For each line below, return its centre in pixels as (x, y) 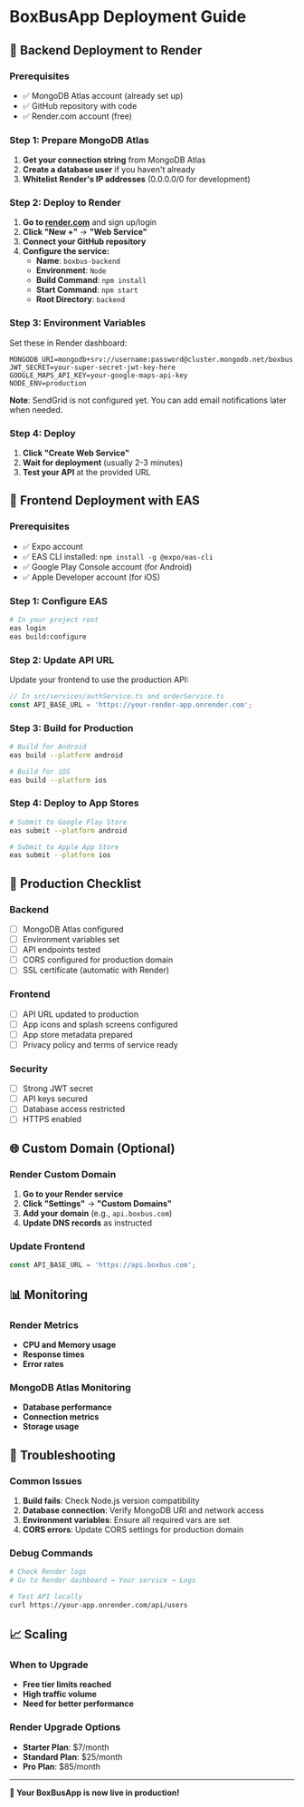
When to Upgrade (49, 1665)
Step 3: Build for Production (71, 728)
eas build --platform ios (58, 780)
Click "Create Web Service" (76, 453)
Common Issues (46, 1480)
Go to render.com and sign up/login (89, 222)
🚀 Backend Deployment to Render (106, 50)
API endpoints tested (62, 950)
